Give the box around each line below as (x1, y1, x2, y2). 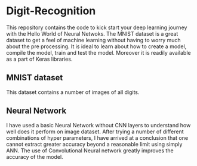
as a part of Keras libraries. (6, 55, 73, 62)
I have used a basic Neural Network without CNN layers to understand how (6, 121, 191, 129)
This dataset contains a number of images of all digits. (6, 88, 140, 96)
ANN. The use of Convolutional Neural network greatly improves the (6, 147, 174, 154)
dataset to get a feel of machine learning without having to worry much (6, 36, 181, 43)
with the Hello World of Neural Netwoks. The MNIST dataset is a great (6, 30, 178, 37)
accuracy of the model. (6, 153, 64, 160)
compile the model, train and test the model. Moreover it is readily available (6, 49, 191, 56)
